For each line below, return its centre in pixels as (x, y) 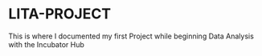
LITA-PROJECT (59, 14)
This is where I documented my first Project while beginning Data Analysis (131, 36)
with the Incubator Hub (46, 44)
